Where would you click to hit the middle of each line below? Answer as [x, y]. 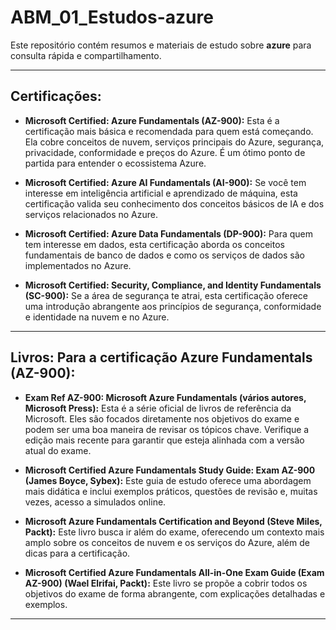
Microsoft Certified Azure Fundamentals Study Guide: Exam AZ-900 [170, 470]
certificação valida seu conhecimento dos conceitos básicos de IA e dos [174, 203]
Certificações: [56, 96]
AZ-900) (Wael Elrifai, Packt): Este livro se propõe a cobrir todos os [166, 583]
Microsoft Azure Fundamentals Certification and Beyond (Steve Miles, [173, 521]
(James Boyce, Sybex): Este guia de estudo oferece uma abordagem [168, 480]
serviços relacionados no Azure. [91, 214]
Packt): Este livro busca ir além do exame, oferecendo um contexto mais [174, 532]
